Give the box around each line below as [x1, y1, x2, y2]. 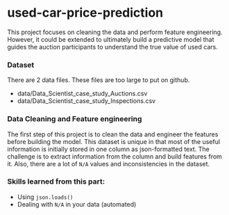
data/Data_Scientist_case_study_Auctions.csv [17, 89, 148, 98]
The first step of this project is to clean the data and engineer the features [7, 130, 219, 138]
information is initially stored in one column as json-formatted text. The [7, 145, 210, 153]
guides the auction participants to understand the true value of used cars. [7, 42, 219, 51]
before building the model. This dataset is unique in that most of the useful [7, 137, 221, 145]
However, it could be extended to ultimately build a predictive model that [7, 35, 214, 43]
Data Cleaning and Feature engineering [7, 114, 142, 124]
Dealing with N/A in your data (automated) [17, 200, 137, 208]
